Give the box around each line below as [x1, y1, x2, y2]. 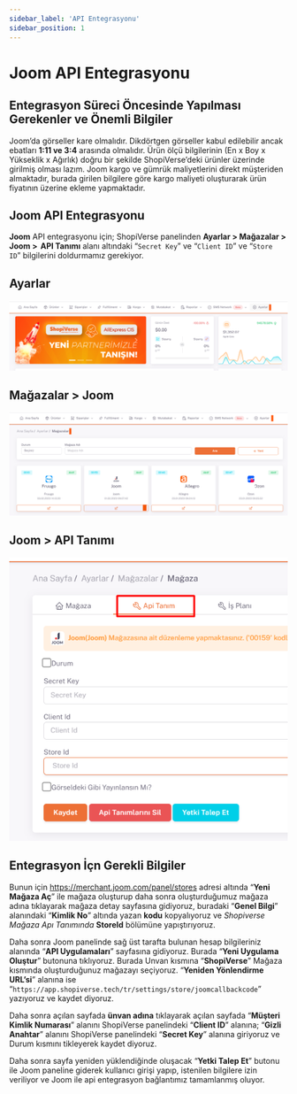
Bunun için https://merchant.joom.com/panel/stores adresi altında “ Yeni [9, 882, 270, 892]
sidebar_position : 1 [9, 23, 86, 33]
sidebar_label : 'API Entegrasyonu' [9, 14, 141, 23]
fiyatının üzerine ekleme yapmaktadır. [9, 182, 146, 193]
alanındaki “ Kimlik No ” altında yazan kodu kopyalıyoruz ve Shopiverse [9, 910, 265, 921]
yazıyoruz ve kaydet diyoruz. [9, 992, 115, 1004]
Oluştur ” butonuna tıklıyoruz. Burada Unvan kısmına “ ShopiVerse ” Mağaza [9, 955, 283, 966]
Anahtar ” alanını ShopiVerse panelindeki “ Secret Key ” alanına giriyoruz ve [9, 1029, 280, 1039]
